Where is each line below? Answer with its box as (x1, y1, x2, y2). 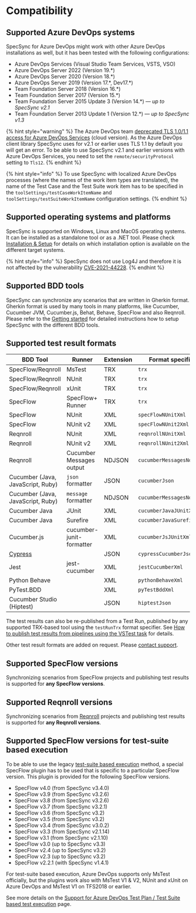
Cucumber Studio (9, 596, 57, 604)
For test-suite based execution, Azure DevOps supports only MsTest (6, 870, 170, 877)
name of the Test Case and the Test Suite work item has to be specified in (6, 183, 184, 190)
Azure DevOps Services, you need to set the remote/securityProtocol (6, 153, 174, 159)
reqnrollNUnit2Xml (138, 440, 190, 447)
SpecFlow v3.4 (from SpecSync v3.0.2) (14, 822, 110, 829)
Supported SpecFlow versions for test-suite (6, 736, 169, 746)
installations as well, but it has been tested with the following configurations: (6, 49, 190, 56)
